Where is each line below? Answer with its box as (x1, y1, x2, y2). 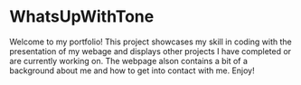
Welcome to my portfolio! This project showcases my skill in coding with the (9, 36, 292, 47)
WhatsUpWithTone (9, 6, 155, 27)
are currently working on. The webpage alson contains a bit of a (9, 55, 249, 66)
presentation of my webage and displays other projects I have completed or (9, 45, 292, 56)
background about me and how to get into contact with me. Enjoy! (9, 65, 255, 76)
